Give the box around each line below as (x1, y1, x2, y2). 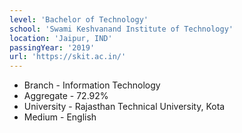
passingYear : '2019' (9, 42, 96, 53)
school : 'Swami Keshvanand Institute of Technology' (9, 24, 234, 34)
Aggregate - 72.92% (23, 90, 109, 102)
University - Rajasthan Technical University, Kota (23, 101, 226, 113)
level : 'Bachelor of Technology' (9, 14, 149, 25)
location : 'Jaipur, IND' (9, 33, 113, 43)
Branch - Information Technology (23, 79, 161, 91)
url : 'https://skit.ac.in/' (9, 52, 127, 62)
